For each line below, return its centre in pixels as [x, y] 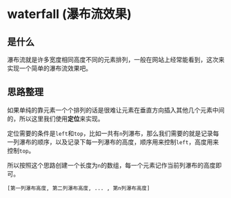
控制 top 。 [21, 150]
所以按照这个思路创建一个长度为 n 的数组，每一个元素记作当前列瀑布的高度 [111, 165]
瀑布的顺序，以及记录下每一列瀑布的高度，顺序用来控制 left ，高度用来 [119, 141]
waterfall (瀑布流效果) [70, 14]
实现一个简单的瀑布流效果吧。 [49, 68]
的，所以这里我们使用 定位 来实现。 [56, 119]
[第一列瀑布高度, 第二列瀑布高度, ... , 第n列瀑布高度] [79, 188]
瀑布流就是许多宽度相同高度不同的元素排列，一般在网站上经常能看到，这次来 [116, 60]
